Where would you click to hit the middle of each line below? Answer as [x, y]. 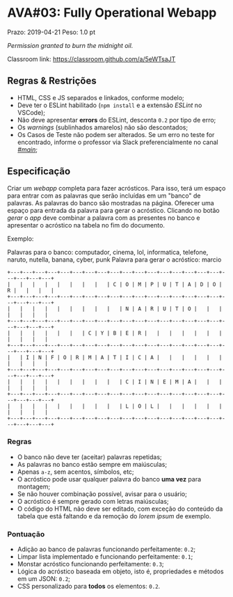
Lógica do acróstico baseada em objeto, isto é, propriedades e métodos [120, 571]
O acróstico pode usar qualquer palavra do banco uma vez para [109, 479]
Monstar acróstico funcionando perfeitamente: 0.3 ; [91, 564]
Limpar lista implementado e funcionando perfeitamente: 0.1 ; [105, 557]
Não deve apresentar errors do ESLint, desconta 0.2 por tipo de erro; [116, 120]
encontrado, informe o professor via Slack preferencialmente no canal [118, 142]
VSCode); [31, 112]
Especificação [39, 172]
